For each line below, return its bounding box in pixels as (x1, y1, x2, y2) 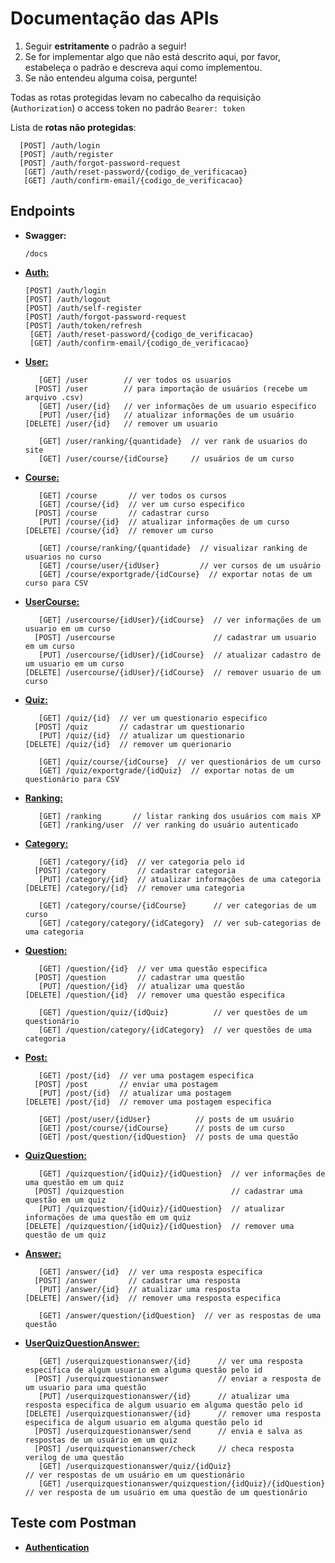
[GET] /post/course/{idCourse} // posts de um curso (38, 1123, 286, 1133)
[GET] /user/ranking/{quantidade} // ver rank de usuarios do (38, 436, 308, 446)
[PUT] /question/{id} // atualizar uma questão (38, 981, 245, 991)
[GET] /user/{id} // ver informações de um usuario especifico (38, 401, 317, 411)
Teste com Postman (10, 1515, 137, 1532)
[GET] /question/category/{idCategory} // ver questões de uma (38, 1025, 312, 1035)
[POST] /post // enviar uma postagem (34, 1079, 218, 1089)
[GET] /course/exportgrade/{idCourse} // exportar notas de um (38, 569, 312, 579)
